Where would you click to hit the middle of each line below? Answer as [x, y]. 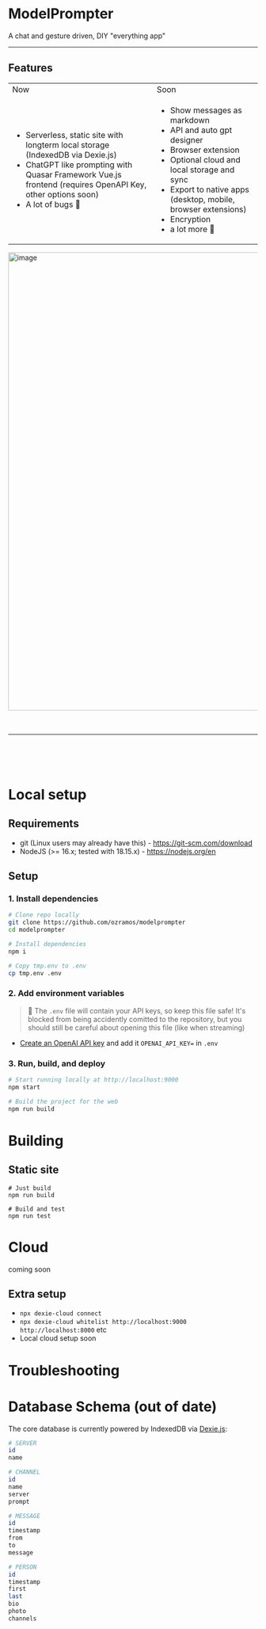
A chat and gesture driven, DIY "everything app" [87, 36]
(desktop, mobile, [202, 199]
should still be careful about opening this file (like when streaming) [136, 1028]
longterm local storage [68, 145]
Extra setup [37, 1293]
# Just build [30, 1188]
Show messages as [206, 110]
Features [30, 68]
